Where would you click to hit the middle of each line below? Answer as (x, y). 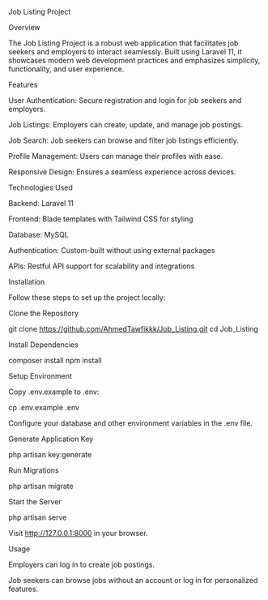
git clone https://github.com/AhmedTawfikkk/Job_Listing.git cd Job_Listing (134, 329)
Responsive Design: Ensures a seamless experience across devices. (122, 172)
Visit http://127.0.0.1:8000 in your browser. (78, 533)
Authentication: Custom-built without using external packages (112, 250)
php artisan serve (38, 517)
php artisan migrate (41, 486)
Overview (24, 27)
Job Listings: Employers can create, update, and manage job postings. (126, 124)
